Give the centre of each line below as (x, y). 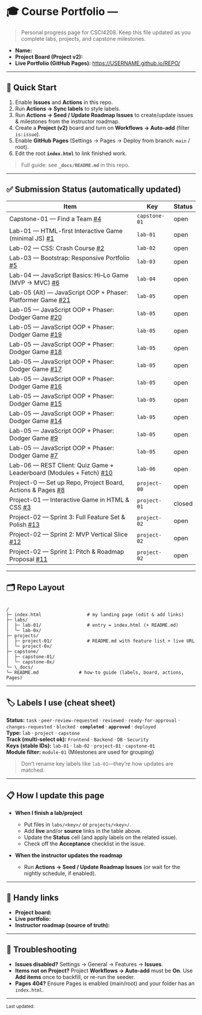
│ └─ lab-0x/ (24, 631)
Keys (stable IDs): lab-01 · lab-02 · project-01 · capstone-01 (81, 746)
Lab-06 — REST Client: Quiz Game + (62, 465)
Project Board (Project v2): (49, 56)
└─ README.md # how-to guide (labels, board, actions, (95, 673)
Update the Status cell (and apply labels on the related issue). (100, 837)
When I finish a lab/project (49, 813)
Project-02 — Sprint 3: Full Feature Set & (67, 517)
